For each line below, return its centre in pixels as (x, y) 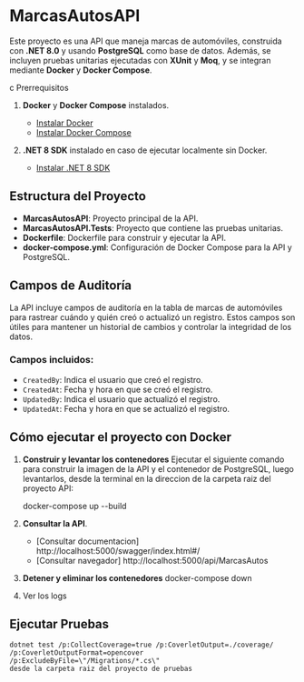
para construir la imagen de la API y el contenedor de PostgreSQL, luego (158, 468)
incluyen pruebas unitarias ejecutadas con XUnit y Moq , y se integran (140, 60)
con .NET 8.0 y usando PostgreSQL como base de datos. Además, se (140, 50)
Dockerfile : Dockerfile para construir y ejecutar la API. (124, 237)
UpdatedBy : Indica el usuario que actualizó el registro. (121, 399)
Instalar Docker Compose (83, 132)
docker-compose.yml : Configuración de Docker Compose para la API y (157, 247)
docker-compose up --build (74, 506)
